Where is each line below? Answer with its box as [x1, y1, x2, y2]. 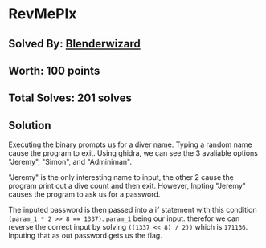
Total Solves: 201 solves [8, 91, 133, 105]
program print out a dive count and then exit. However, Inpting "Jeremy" [8, 181, 247, 191]
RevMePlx [8, 5, 77, 23]
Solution [8, 118, 51, 132]
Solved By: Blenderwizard [8, 37, 141, 51]
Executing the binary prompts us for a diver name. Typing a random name [8, 140, 252, 149]
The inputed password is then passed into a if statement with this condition [8, 205, 257, 215]
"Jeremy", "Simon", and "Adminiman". [8, 157, 133, 167]
